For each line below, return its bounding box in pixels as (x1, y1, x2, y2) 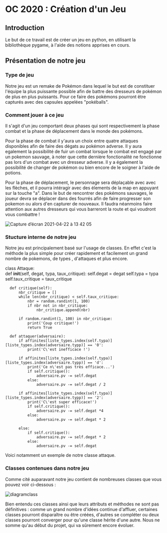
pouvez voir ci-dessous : (5, 481, 56, 487)
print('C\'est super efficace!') (27, 400, 97, 405)
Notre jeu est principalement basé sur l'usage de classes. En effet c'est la (5, 245, 156, 251)
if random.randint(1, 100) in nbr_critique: (18, 317, 113, 322)
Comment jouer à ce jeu (5, 111, 64, 118)
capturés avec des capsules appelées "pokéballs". (5, 99, 109, 105)
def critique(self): (9, 286, 52, 291)
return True (27, 325, 52, 330)
